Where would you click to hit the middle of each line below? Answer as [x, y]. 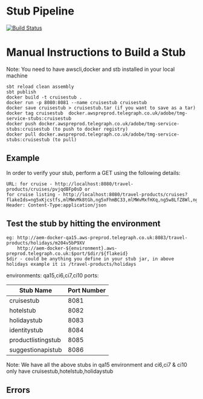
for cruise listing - [34, 194]
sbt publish [21, 92]
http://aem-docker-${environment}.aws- [67, 248]
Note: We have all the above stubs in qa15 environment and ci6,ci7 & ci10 [97, 364]
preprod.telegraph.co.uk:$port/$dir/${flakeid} [67, 253]
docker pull [21, 134]
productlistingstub [35, 340]
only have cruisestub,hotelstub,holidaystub [60, 371]
